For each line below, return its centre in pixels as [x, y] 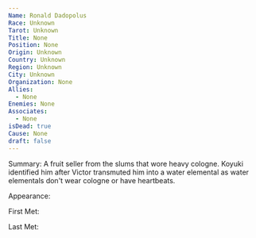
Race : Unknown [32, 23]
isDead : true [30, 126]
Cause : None [28, 133]
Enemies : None [32, 104]
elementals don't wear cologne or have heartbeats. [92, 180]
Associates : [28, 112]
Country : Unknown [37, 60]
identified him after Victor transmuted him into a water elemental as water [128, 172]
